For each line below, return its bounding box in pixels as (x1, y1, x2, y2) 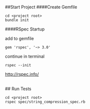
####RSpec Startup (5, 26, 45, 32)
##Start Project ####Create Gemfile (5, 4, 77, 10)
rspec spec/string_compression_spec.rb (5, 99, 86, 104)
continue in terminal (5, 53, 45, 59)
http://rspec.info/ (5, 71, 39, 77)
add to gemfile (5, 36, 34, 41)
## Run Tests (5, 86, 31, 92)
